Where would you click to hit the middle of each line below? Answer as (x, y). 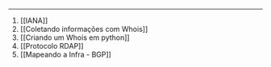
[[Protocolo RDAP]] (52, 46)
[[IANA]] (34, 20)
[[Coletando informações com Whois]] (84, 29)
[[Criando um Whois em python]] (75, 37)
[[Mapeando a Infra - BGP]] (65, 54)
